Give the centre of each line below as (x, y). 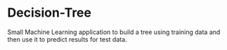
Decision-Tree (49, 13)
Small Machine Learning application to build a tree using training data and (114, 32)
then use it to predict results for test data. (67, 39)
